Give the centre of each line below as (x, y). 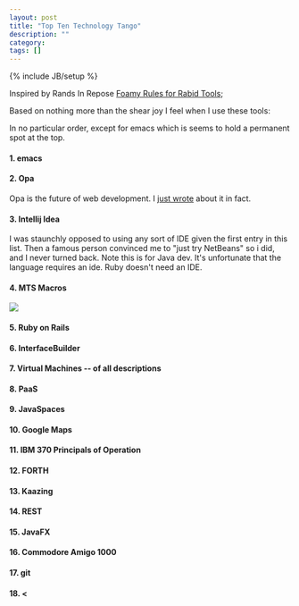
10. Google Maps (41, 429)
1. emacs (26, 158)
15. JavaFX (30, 532)
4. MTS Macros (38, 288)
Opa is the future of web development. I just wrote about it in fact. (130, 198)
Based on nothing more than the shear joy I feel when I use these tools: (140, 111)
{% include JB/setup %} (54, 76)
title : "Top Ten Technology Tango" (75, 26)
